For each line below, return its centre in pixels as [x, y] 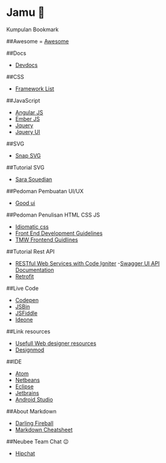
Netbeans [27, 380]
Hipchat [25, 453]
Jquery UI [28, 131]
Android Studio [34, 399]
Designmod [30, 350]
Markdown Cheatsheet [44, 429]
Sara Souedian [34, 179]
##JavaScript [23, 100]
